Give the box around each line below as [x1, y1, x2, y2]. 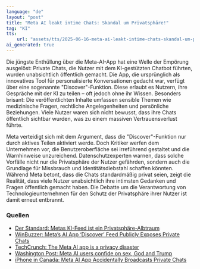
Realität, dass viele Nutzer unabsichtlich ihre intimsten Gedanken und [6, 177, 176, 184]
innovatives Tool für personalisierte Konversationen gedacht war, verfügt [6, 77, 185, 84]
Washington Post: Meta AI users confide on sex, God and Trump [14, 250, 173, 257]
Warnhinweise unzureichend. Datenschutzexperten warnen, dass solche [6, 152, 184, 159]
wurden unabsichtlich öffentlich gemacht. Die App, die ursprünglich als [6, 71, 180, 78]
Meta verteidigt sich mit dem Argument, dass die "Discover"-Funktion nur [6, 133, 186, 140]
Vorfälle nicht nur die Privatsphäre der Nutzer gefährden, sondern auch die [6, 158, 190, 165]
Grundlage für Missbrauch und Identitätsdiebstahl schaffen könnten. [6, 164, 174, 171]
